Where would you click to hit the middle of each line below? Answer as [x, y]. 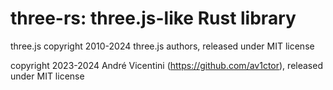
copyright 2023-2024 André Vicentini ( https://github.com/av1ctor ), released [166, 65]
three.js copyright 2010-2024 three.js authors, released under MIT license [162, 46]
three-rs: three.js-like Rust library [153, 18]
